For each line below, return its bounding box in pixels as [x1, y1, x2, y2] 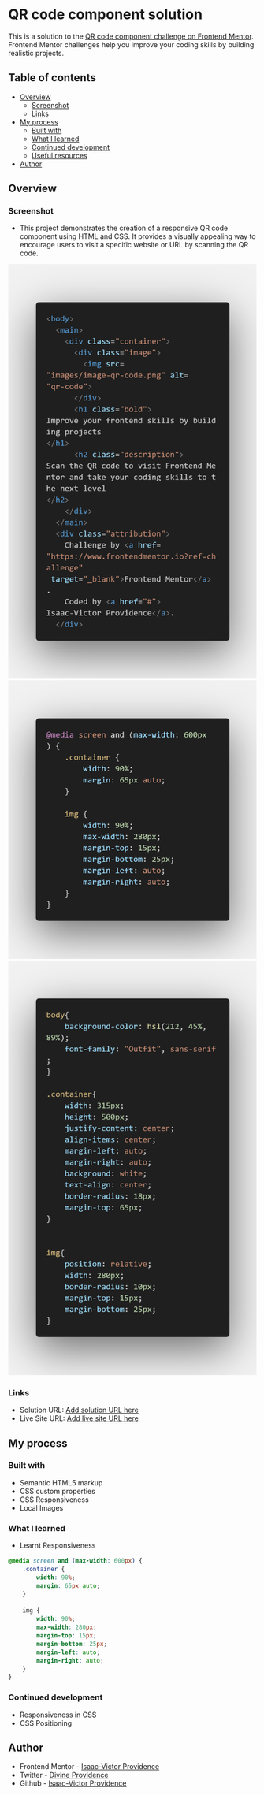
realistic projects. [8, 48, 65, 58]
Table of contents [8, 71, 96, 84]
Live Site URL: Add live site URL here [19, 1414, 139, 1423]
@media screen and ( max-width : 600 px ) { [8, 1557, 143, 1565]
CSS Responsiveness [19, 1495, 89, 1504]
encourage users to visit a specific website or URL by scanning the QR [19, 240, 249, 250]
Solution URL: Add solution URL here [19, 1405, 139, 1415]
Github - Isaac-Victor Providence [19, 1778, 127, 1788]
